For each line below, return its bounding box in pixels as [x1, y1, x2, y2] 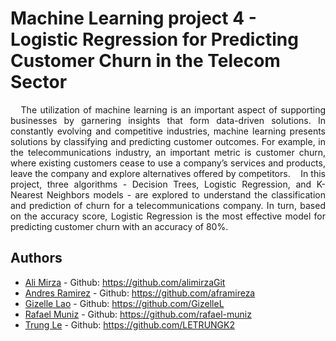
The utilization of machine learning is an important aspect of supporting [20, 103, 326, 116]
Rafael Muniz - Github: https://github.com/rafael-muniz [24, 308, 252, 320]
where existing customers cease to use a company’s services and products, [10, 157, 326, 169]
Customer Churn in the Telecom [10, 50, 281, 72]
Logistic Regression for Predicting [10, 28, 299, 51]
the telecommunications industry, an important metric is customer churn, [10, 146, 326, 158]
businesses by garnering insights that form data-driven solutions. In [10, 114, 326, 126]
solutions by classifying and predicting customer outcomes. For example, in [10, 135, 326, 147]
